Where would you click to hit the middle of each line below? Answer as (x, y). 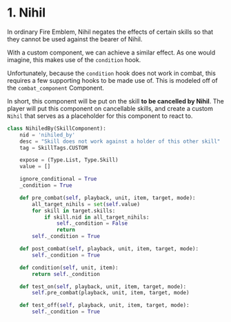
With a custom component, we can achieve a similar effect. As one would (111, 52)
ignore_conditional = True (58, 179)
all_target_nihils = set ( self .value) (86, 204)
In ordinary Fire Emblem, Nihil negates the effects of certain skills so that (110, 32)
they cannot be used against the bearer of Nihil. (75, 39)
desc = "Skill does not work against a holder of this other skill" (120, 141)
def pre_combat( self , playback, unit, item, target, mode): (108, 198)
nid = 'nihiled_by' (48, 135)
